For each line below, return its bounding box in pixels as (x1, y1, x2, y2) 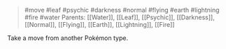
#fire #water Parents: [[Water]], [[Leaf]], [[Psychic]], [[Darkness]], (24, 13, 215, 21)
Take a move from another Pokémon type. (7, 34, 128, 42)
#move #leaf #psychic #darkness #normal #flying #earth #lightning (24, 6, 220, 14)
